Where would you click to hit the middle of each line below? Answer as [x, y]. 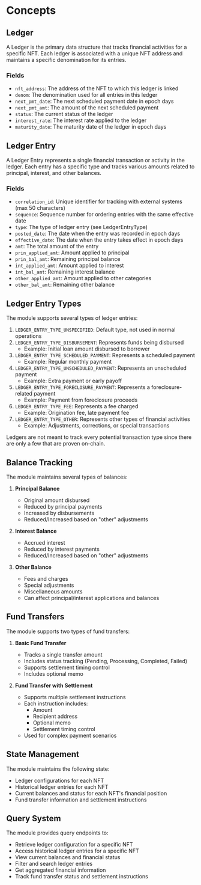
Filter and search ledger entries [54, 864]
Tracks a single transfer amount [63, 654]
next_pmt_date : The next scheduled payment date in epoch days [94, 101]
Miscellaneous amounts [53, 592]
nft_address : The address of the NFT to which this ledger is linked [97, 88]
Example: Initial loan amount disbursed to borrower [87, 349]
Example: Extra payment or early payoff [73, 381]
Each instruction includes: [56, 703]
